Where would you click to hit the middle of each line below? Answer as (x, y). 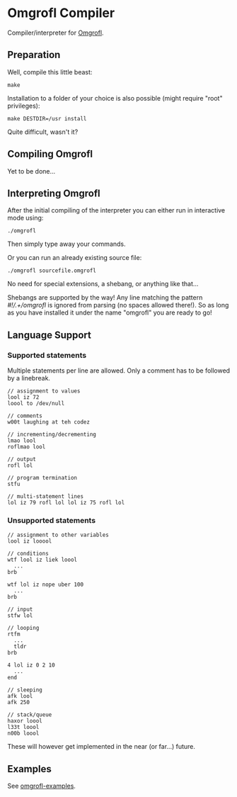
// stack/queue (30, 715)
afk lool (20, 696)
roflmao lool (27, 447)
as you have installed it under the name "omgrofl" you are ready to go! (110, 312)
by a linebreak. (29, 378)
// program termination (42, 478)
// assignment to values (44, 391)
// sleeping (25, 690)
